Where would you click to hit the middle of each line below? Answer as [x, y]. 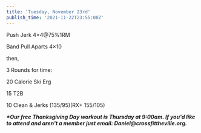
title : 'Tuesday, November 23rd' [48, 12]
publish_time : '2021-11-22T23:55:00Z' [55, 18]
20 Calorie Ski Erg [29, 82]
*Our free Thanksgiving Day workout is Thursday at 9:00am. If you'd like [101, 117]
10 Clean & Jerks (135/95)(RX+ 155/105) [56, 105]
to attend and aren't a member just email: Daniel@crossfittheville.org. [97, 123]
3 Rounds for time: [29, 70]
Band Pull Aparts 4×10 [34, 47]
